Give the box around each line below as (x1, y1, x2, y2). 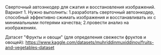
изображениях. (5, 25, 38, 31)
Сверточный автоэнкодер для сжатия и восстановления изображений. (5, 4, 156, 10)
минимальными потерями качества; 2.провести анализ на (5, 19, 129, 25)
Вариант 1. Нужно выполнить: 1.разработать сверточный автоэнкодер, (5, 9, 155, 15)
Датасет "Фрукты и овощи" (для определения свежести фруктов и (5, 34, 147, 40)
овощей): (5, 39, 25, 45)
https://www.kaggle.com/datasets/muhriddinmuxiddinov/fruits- (25, 39, 154, 45)
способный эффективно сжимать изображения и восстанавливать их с (5, 15, 157, 20)
